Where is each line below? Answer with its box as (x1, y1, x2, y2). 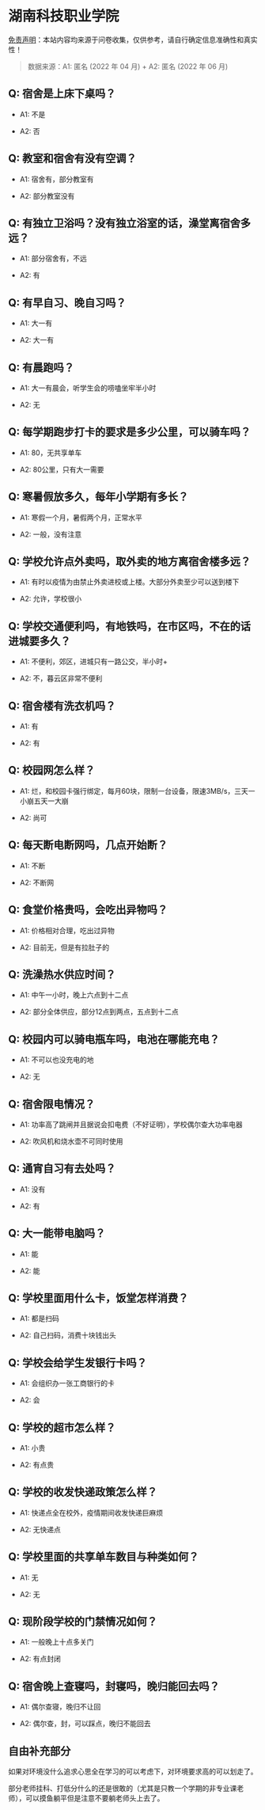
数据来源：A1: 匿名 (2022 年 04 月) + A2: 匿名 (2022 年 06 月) (27, 61, 229, 71)
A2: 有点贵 (19, 1460, 54, 1469)
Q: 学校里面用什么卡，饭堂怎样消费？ (8, 1291, 189, 1304)
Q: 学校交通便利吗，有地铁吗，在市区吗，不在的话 (8, 619, 252, 633)
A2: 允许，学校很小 (19, 594, 81, 604)
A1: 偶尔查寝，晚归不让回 (19, 1702, 101, 1712)
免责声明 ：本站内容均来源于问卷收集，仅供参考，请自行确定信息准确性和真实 (8, 35, 258, 44)
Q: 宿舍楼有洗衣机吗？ (8, 699, 116, 712)
